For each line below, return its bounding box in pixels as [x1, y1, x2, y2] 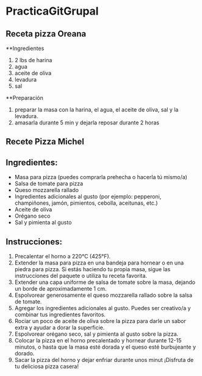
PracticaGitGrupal [5, 4, 99, 18]
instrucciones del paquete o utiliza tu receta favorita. [14, 272, 148, 280]
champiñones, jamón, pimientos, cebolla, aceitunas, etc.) [14, 199, 158, 207]
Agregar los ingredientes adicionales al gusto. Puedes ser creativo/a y [14, 305, 191, 312]
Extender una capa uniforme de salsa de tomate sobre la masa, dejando [14, 278, 196, 286]
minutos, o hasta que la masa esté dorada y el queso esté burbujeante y [14, 343, 197, 351]
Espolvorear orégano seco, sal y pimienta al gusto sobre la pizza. [14, 330, 179, 338]
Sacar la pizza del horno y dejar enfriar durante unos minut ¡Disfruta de [14, 356, 194, 364]
